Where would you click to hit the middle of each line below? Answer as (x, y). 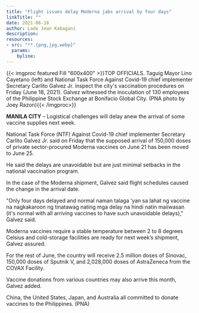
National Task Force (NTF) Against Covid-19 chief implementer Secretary (96, 134)
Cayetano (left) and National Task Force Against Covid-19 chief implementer (99, 79)
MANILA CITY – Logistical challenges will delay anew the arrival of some (96, 116)
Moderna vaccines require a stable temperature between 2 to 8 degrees (95, 231)
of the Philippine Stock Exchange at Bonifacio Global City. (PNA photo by (96, 98)
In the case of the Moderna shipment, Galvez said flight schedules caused (97, 182)
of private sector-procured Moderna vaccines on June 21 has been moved (97, 147)
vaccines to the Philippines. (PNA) (48, 303)
